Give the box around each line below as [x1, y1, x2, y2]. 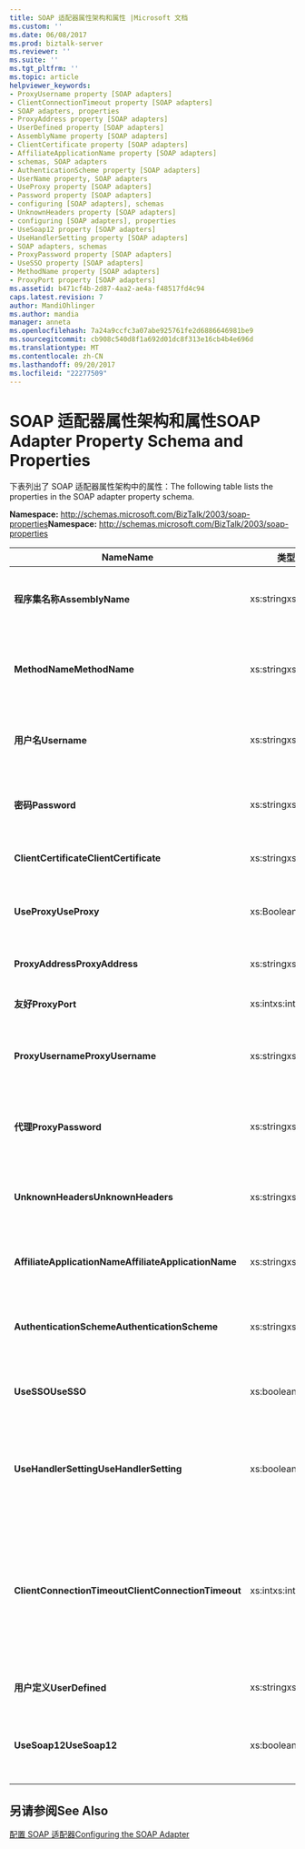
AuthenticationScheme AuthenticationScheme [14, 1320, 219, 1333]
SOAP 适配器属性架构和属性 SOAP [9, 410, 261, 431]
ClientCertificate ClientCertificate [14, 852, 162, 864]
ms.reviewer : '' [9, 47, 71, 56]
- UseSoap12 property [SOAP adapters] [9, 225, 156, 234]
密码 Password [14, 799, 76, 812]
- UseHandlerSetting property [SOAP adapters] [9, 233, 189, 242]
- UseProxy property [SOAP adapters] [9, 183, 152, 192]
